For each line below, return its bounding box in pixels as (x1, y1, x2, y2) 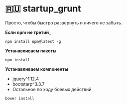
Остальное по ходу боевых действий (12, 86, 92, 92)
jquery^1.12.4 (12, 76, 39, 82)
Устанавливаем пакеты (5, 48, 57, 54)
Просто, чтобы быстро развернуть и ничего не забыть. (5, 19, 123, 25)
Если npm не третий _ (5, 29, 51, 35)
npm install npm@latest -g (5, 39, 61, 44)
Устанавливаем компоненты (5, 66, 69, 72)
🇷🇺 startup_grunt (5, 3, 81, 14)
